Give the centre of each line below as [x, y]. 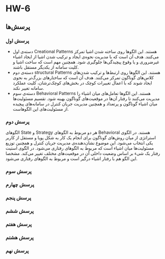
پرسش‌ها [18, 27]
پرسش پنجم [18, 197]
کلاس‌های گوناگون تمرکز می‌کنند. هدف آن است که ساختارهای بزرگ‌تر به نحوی [83, 77]
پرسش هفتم [19, 224]
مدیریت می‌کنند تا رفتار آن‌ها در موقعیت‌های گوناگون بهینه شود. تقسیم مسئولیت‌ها [86, 98]
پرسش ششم [20, 211]
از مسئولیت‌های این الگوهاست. [41, 109]
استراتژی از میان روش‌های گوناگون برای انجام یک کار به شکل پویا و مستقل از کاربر [81, 138]
